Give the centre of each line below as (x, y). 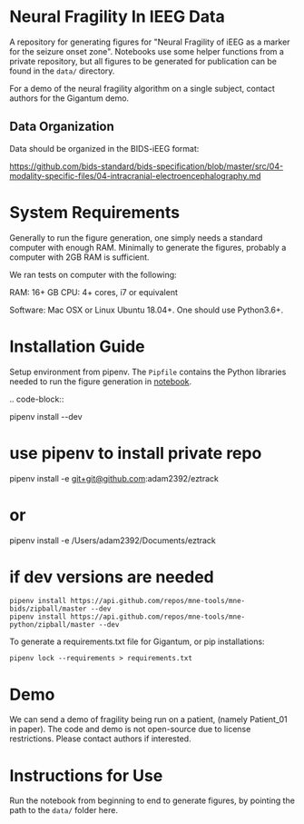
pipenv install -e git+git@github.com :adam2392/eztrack (114, 478)
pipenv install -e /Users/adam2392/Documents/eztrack (113, 540)
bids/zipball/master (49, 609)
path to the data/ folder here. (64, 810)
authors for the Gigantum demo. (69, 98)
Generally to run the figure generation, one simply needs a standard (136, 237)
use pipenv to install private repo (136, 453)
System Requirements (94, 212)
